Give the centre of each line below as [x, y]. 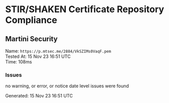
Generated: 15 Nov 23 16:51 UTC [39, 96]
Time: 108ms [19, 62]
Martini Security [31, 39]
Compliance [31, 20]
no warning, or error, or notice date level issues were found [67, 86]
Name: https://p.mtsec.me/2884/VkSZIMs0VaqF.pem [58, 51]
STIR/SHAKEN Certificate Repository [85, 9]
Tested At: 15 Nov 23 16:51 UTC [38, 56]
